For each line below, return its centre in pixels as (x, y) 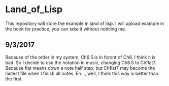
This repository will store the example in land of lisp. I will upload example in (85, 23)
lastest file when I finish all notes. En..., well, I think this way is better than (82, 73)
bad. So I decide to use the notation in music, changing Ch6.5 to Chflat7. (81, 63)
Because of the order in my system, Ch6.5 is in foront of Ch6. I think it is (80, 57)
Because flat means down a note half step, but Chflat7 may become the (80, 68)
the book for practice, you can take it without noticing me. (66, 28)
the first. (14, 79)
